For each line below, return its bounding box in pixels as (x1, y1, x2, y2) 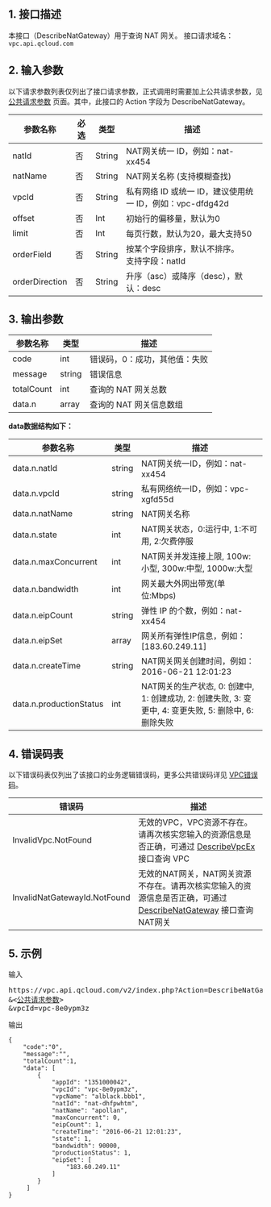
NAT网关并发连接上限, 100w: (140, 551, 252, 562)
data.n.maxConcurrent (12, 556, 98, 568)
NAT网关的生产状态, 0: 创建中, (140, 680, 255, 692)
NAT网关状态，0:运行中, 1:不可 (140, 523, 258, 535)
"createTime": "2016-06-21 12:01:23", (51, 1128, 182, 1136)
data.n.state (12, 529, 58, 540)
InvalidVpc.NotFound (12, 834, 93, 846)
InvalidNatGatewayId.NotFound (12, 892, 131, 903)
